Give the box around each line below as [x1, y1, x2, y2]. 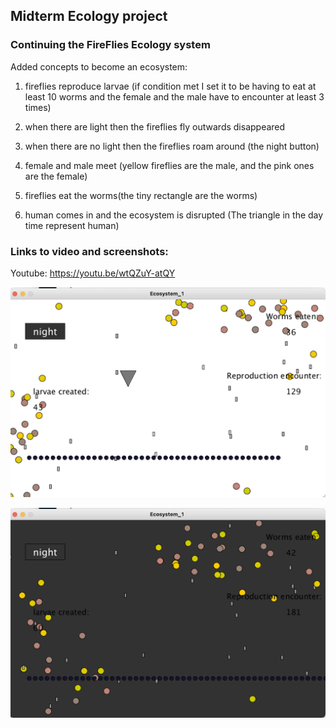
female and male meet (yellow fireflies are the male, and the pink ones [24, 159, 315, 171]
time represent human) [24, 219, 120, 231]
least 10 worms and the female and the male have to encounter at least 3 [24, 90, 325, 103]
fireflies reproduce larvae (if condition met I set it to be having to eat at [24, 80, 317, 92]
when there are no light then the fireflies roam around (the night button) [24, 140, 320, 152]
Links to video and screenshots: [10, 244, 169, 258]
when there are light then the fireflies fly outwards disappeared [24, 120, 286, 133]
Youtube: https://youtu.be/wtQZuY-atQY [10, 267, 176, 279]
